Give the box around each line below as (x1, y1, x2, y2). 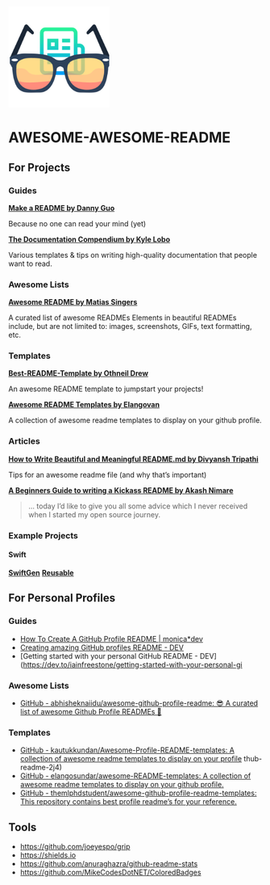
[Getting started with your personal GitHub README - (19, 651, 198, 660)
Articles (8, 436, 40, 447)
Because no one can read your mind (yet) (8, 218, 147, 228)
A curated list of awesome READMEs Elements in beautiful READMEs (8, 313, 237, 322)
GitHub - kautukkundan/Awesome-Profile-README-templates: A (19, 745, 235, 755)
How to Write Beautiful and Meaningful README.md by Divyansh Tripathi (8, 454, 260, 464)
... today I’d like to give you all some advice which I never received (27, 501, 248, 511)
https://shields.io (19, 850, 77, 860)
